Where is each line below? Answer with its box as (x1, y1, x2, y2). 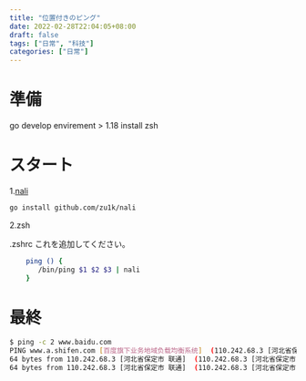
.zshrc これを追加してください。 (9, 238, 130, 249)
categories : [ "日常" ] (9, 47, 89, 57)
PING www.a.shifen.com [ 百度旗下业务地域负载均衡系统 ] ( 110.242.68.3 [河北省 (9, 346, 292, 355)
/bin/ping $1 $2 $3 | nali (37, 265, 141, 274)
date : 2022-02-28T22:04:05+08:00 (9, 22, 137, 31)
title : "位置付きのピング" (9, 13, 101, 23)
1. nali (9, 186, 29, 196)
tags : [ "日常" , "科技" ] (9, 38, 94, 48)
